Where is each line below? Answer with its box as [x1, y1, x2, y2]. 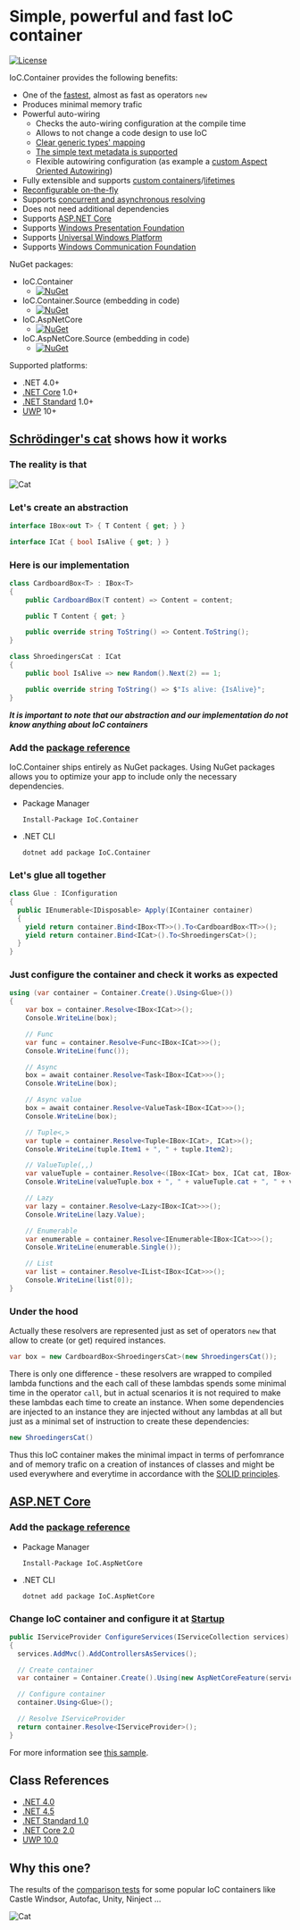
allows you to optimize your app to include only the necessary [9, 771, 237, 781]
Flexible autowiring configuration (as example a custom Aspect [35, 156, 268, 166]
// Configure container [17, 1690, 105, 1699]
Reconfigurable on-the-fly [21, 184, 119, 195]
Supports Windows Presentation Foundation [21, 222, 185, 233]
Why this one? [9, 1860, 91, 1875]
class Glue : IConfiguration [9, 889, 118, 898]
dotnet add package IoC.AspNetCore [21, 1591, 155, 1601]
